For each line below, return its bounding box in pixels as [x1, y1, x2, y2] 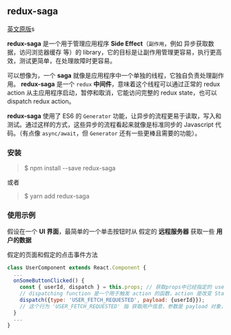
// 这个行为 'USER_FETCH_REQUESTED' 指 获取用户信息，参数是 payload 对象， [19, 303, 226, 309]
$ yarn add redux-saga [23, 192, 90, 201]
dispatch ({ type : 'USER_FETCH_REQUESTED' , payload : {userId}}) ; [19, 296, 205, 303]
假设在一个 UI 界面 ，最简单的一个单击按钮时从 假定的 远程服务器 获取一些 [7, 227, 215, 236]
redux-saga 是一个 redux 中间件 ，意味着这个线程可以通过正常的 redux [20, 79, 221, 88]
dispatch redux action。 [7, 97, 75, 105]
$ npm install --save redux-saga [23, 164, 116, 172]
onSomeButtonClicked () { [13, 277, 85, 285]
